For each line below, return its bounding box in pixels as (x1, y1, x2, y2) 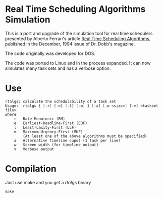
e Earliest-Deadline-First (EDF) (14, 120, 88, 126)
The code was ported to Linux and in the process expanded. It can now (5, 60, 151, 66)
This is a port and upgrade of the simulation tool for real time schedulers (5, 30, 153, 36)
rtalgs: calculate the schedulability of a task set (5, 99, 116, 104)
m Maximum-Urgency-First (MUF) (14, 129, 83, 134)
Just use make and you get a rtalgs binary (5, 179, 91, 185)
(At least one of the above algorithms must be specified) (23, 134, 148, 139)
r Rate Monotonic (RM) (14, 116, 65, 121)
